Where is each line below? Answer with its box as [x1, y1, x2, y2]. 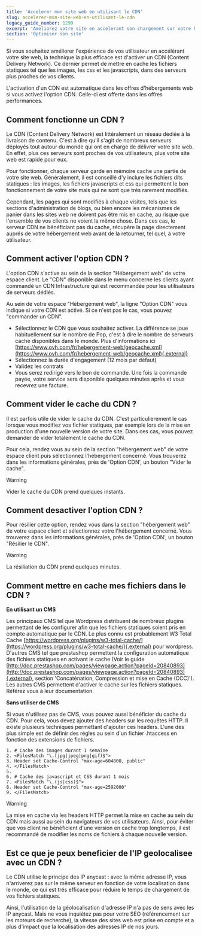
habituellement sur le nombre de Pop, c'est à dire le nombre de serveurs [14, 330, 193, 338]
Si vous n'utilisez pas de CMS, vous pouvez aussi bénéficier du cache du [6, 710, 187, 718]
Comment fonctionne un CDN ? [6, 114, 124, 124]
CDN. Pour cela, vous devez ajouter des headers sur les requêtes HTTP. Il [6, 717, 188, 724]
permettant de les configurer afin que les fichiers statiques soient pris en [6, 624, 186, 631]
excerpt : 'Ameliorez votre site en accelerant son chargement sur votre [6, 25, 191, 32]
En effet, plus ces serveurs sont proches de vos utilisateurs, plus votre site [6, 149, 190, 156]
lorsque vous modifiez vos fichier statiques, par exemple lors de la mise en [6, 421, 191, 429]
